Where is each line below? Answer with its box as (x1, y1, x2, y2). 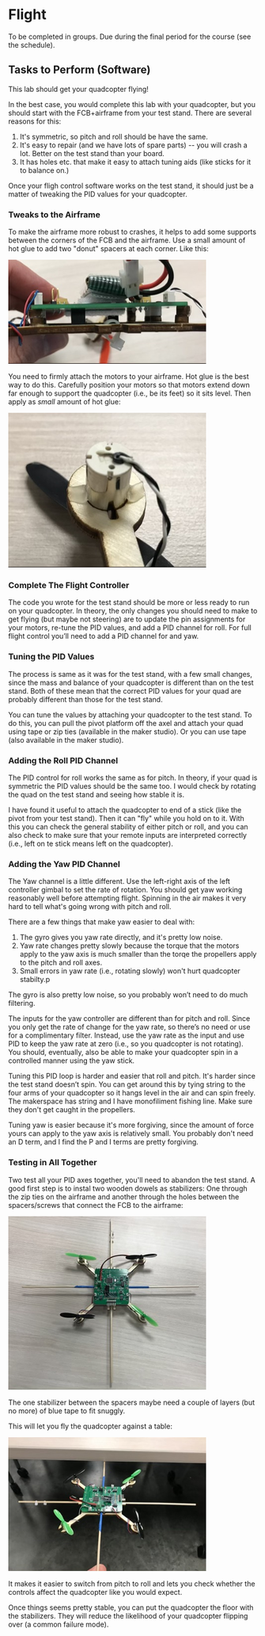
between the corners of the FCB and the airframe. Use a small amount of (8, 235, 246, 245)
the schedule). (8, 40, 55, 49)
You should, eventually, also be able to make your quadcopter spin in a (8, 1048, 239, 1057)
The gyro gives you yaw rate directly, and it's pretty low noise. (19, 933, 223, 942)
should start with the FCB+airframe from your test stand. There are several (8, 108, 252, 117)
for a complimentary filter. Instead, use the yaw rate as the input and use (8, 1030, 245, 1040)
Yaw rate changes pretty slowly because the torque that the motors (19, 941, 240, 950)
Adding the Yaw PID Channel (8, 858, 120, 870)
